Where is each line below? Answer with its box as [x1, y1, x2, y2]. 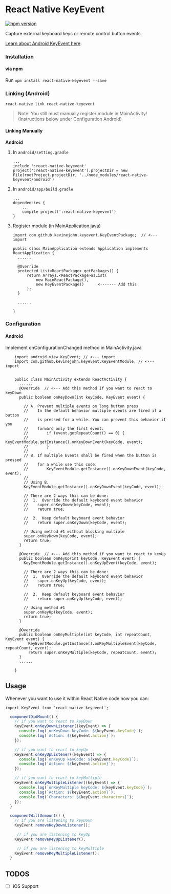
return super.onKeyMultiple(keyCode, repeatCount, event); [28, 650, 157, 655]
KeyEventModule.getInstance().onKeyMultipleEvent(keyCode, [28, 641, 157, 646]
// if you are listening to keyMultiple [16, 846, 104, 851]
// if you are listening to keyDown [14, 818, 93, 823]
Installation [5, 53, 34, 60]
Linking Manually [5, 127, 43, 134]
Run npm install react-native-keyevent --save [5, 77, 106, 83]
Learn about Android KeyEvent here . [5, 40, 82, 47]
